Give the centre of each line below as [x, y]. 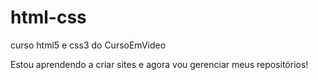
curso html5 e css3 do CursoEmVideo [88, 45]
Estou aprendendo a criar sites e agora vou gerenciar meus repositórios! [159, 64]
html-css [48, 17]
